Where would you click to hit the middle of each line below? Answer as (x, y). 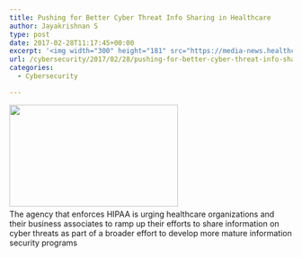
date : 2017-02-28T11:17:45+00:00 (72, 43)
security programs (44, 243)
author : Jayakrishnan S (54, 26)
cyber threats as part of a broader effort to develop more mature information (151, 233)
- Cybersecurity (48, 76)
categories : (31, 68)
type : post (30, 34)
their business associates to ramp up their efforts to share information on (145, 223)
